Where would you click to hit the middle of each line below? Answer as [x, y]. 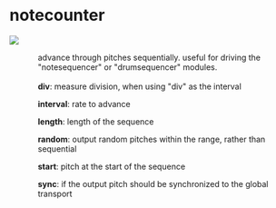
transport [55, 193]
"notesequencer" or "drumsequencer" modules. [128, 67]
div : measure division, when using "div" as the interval [140, 86]
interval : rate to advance [84, 104]
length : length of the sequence [96, 121]
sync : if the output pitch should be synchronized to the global [153, 183]
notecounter [57, 15]
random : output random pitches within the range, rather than [152, 139]
